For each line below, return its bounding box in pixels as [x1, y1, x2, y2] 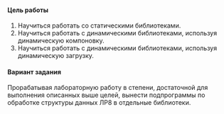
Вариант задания [7, 67, 62, 76]
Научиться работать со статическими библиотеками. [17, 21, 181, 30]
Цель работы [7, 6, 48, 14]
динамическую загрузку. [17, 52, 95, 60]
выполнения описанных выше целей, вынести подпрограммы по [7, 91, 206, 99]
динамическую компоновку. [17, 36, 105, 45]
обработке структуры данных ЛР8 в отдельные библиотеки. [7, 98, 191, 107]
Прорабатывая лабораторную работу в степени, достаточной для [7, 84, 208, 92]
